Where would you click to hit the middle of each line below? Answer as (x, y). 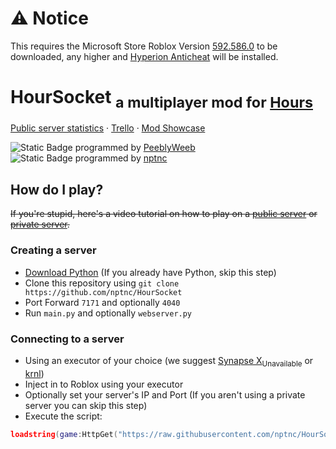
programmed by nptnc (121, 158)
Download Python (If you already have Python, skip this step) (150, 272)
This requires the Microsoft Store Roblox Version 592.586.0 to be (144, 46)
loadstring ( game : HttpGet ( (64, 434)
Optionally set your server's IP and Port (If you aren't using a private (165, 394)
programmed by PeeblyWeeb (135, 148)
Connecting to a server (67, 339)
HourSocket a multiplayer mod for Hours (161, 99)
